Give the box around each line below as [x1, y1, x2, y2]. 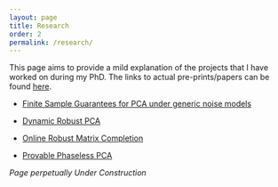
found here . [9, 81, 52, 92]
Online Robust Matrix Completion [21, 133, 144, 143]
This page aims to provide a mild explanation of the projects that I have [9, 62, 269, 73]
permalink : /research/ [9, 37, 93, 47]
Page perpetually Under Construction [9, 167, 147, 178]
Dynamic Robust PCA [21, 116, 101, 126]
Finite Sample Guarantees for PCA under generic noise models [21, 99, 251, 110]
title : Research [9, 21, 69, 30]
